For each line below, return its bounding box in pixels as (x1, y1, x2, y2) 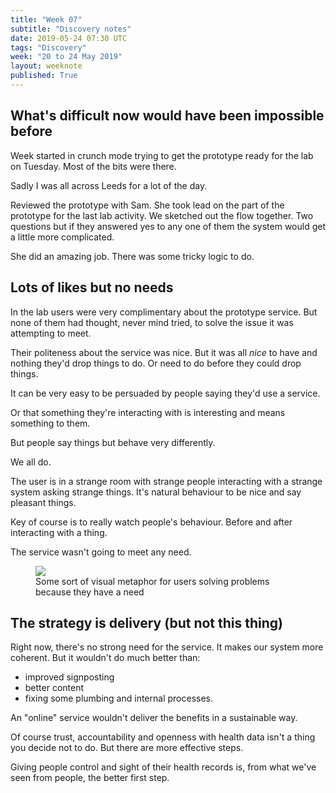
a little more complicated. (10, 231, 115, 243)
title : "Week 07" (10, 14, 83, 25)
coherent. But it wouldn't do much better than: (10, 652, 201, 664)
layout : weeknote (10, 61, 83, 71)
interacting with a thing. (10, 526, 108, 538)
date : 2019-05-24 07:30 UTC (10, 33, 128, 43)
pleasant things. (10, 496, 77, 508)
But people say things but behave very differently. (10, 436, 216, 448)
